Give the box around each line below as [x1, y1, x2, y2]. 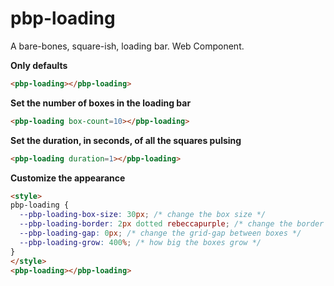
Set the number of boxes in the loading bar [10, 97, 192, 109]
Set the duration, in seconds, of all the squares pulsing [10, 134, 242, 146]
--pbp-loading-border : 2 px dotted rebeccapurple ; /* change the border [19, 219, 325, 229]
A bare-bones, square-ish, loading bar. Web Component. [10, 40, 245, 52]
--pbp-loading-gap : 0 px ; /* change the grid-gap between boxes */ [19, 228, 302, 239]
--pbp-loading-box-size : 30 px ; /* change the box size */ [19, 210, 267, 220]
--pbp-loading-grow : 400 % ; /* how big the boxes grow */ [19, 237, 262, 247]
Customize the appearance [10, 172, 126, 184]
